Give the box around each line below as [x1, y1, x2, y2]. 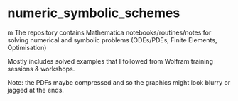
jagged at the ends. [7, 85, 64, 94]
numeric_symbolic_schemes [7, 5, 180, 21]
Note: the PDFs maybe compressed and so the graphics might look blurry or [7, 78, 231, 86]
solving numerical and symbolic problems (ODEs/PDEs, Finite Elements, [7, 35, 217, 44]
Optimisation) [7, 43, 47, 52]
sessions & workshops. [7, 64, 75, 73]
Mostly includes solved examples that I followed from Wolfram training [7, 57, 213, 65]
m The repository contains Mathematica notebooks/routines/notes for [7, 28, 212, 37]
